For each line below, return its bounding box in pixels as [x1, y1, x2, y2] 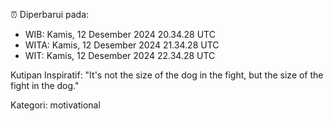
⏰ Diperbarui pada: [10, 9, 90, 20]
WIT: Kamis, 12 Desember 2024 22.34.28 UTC [24, 50, 216, 61]
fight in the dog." [10, 80, 80, 91]
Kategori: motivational [10, 99, 101, 111]
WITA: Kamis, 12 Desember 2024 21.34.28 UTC [24, 39, 220, 51]
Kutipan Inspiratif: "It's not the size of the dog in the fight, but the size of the [10, 69, 324, 81]
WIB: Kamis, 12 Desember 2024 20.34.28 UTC [24, 29, 216, 40]
